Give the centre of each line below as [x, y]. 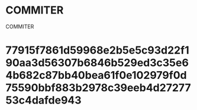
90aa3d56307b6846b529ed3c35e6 [97, 63]
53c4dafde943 [43, 100]
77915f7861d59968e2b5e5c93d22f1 [98, 50]
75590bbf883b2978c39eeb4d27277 [98, 88]
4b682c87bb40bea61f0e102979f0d [96, 76]
